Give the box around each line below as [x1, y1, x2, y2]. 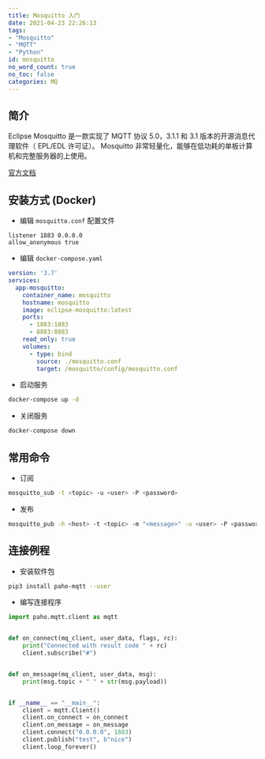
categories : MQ [8, 77, 58, 85]
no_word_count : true [8, 63, 77, 71]
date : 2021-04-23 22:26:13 [8, 19, 97, 27]
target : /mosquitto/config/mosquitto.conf [36, 364, 178, 372]
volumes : [22, 342, 51, 350]
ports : [22, 313, 44, 321]
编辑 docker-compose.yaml [19, 254, 103, 263]
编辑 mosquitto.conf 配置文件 [19, 216, 115, 225]
